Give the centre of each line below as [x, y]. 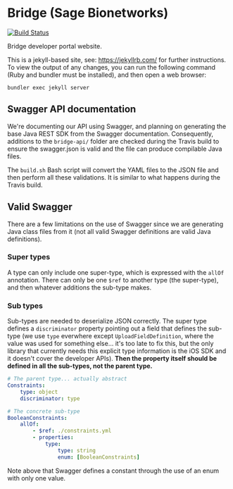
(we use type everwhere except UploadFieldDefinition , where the [118, 336]
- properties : [53, 438]
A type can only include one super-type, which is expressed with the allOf [116, 272]
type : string [77, 450]
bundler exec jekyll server [49, 87]
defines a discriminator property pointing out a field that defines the [107, 328]
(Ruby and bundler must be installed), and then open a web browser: [107, 75]
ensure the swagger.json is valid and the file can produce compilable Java [115, 149]
